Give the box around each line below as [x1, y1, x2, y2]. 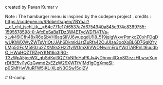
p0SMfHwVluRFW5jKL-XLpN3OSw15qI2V [5, 65, 89, 71]
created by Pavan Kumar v [5, 4, 58, 10]
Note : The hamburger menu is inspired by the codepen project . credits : [5, 14, 151, 19]
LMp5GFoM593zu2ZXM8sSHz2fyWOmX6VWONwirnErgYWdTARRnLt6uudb [5, 45, 158, 50]
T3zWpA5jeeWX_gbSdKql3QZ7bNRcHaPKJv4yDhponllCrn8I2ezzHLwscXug [5, 55, 158, 60]
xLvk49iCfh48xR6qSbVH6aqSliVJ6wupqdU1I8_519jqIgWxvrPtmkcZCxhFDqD [5, 34, 158, 40]
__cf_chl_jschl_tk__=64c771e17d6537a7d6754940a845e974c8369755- [5, 24, 147, 30]
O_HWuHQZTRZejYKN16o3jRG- [5, 50, 69, 55]
